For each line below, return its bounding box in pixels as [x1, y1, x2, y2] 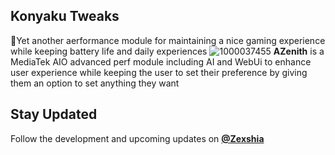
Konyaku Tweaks [10, 8, 120, 25]
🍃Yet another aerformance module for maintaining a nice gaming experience [10, 34, 326, 46]
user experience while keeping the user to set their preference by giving [10, 66, 308, 78]
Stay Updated [10, 106, 98, 123]
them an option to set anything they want [10, 77, 180, 89]
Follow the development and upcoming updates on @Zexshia [10, 132, 265, 144]
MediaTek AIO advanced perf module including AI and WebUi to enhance [10, 55, 312, 68]
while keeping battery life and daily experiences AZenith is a [10, 45, 325, 57]
